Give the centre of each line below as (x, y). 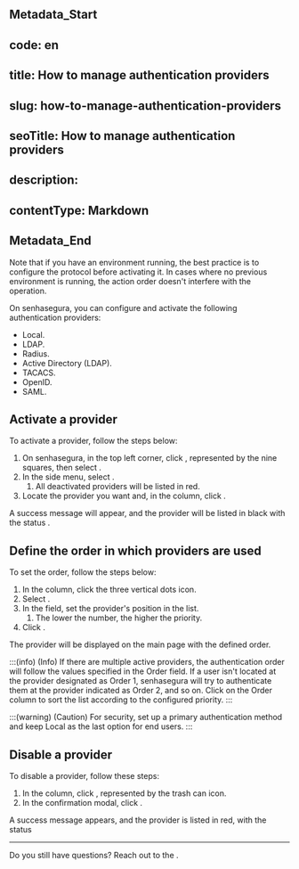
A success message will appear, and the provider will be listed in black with (147, 513)
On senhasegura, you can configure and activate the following (123, 307)
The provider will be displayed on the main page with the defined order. (140, 644)
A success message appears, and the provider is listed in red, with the (138, 820)
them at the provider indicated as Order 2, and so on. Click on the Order (141, 691)
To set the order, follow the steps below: (83, 572)
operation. (28, 291)
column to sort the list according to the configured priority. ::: (121, 700)
